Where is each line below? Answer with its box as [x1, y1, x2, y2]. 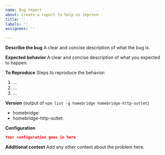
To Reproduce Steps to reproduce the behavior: [5, 69, 106, 76]
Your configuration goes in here [5, 135, 76, 140]
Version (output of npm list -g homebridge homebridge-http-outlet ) [5, 100, 149, 106]
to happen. [5, 60, 28, 66]
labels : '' [5, 21, 28, 27]
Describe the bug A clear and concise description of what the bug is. [5, 45, 150, 51]
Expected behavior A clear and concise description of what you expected [5, 54, 160, 61]
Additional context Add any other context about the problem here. [5, 144, 145, 150]
